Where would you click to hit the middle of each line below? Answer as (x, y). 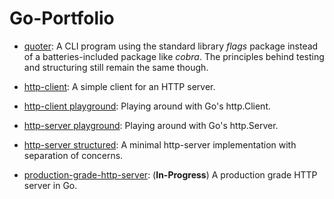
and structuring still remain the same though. (116, 67)
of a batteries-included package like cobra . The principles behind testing (174, 56)
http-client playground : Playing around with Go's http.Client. (147, 106)
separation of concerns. (73, 155)
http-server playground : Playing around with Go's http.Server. (151, 125)
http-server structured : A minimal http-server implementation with (160, 144)
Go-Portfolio (62, 18)
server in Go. (50, 185)
